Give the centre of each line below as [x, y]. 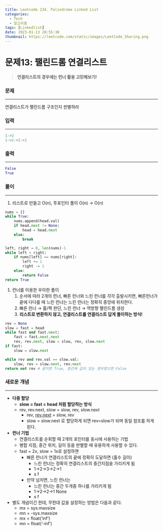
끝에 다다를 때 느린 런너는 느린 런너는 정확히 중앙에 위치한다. [76, 302]
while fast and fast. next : [32, 332]
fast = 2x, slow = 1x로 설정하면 [49, 451]
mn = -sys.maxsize [38, 513]
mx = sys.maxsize [37, 508]
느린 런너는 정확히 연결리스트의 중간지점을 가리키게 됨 [84, 463]
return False [36, 275]
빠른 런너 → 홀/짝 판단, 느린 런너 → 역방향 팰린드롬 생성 [72, 308]
